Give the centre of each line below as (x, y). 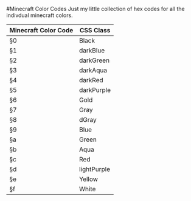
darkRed (91, 80)
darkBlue (92, 50)
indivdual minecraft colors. (40, 15)
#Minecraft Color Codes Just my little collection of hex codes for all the (96, 9)
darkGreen (94, 60)
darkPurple (95, 90)
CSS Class (95, 30)
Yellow (89, 179)
